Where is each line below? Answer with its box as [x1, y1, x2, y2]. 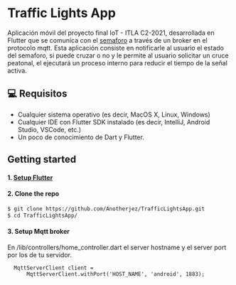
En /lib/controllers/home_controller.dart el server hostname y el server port [7, 243, 227, 252]
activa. [7, 66, 27, 75]
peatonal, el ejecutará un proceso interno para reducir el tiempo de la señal [7, 58, 227, 67]
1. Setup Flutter [7, 173, 53, 182]
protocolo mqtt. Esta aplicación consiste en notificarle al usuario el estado [7, 43, 224, 52]
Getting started [7, 154, 77, 166]
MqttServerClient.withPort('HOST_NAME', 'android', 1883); [26, 270, 205, 278]
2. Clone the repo [7, 190, 60, 198]
